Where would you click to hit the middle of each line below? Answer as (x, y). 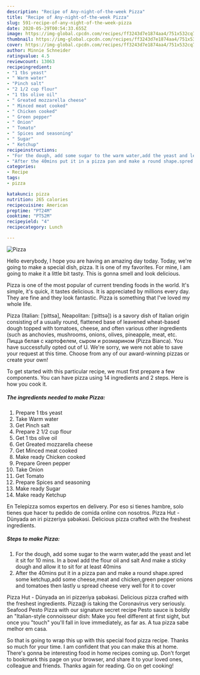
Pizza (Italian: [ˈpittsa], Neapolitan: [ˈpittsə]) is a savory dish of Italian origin (98, 315)
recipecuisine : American (37, 205)
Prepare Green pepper (43, 463)
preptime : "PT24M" (29, 211)
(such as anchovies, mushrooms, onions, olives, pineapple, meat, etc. (92, 335)
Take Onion (29, 469)
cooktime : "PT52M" (29, 216)
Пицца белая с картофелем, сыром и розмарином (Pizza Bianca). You (95, 340)
